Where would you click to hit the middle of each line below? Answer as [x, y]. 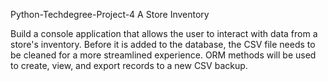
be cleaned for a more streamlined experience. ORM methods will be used [163, 55]
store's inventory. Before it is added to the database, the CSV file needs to [163, 44]
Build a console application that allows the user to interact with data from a [164, 33]
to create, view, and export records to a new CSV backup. [129, 65]
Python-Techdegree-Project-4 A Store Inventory [110, 14]
